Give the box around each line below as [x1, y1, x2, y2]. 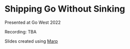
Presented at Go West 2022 [4, 19, 61, 25]
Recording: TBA [4, 29, 37, 34]
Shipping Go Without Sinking [4, 3, 126, 15]
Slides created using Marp [4, 38, 58, 44]
